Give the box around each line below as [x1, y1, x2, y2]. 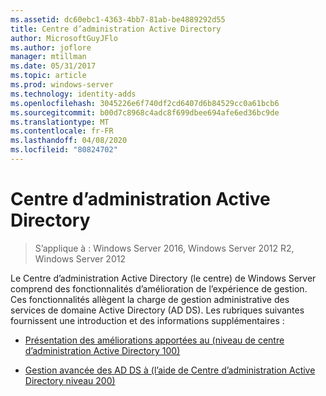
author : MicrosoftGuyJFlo [10, 33, 118, 43]
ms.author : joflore [10, 42, 92, 53]
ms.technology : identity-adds [10, 89, 137, 99]
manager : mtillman [10, 52, 87, 62]
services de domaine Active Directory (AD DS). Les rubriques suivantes [10, 304, 305, 316]
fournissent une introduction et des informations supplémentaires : [10, 314, 285, 326]
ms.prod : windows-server [10, 80, 114, 90]
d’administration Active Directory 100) [24, 344, 181, 356]
